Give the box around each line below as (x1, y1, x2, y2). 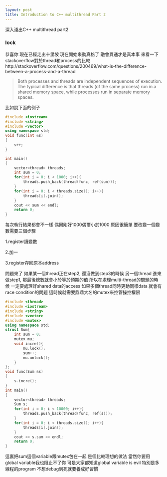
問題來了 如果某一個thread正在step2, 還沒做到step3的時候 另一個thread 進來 (5, 271, 162, 277)
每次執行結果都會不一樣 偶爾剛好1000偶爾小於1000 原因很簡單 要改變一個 (5, 221, 156, 228)
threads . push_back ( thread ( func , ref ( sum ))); (23, 179, 117, 184)
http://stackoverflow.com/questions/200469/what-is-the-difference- (5, 63, 147, 69)
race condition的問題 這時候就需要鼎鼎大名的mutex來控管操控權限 (5, 289, 141, 296)
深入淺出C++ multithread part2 (5, 26, 69, 33)
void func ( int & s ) (5, 133, 43, 138)
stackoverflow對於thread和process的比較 (5, 57, 91, 63)
